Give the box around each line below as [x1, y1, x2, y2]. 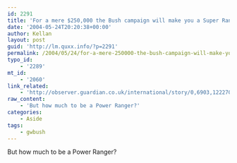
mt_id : [7, 69, 27, 76]
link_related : [7, 83, 49, 90]
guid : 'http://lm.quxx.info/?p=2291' [7, 43, 119, 50]
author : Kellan [7, 30, 52, 37]
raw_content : [7, 96, 46, 103]
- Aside [20, 115, 42, 122]
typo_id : [7, 56, 33, 64]
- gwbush [20, 128, 46, 135]
